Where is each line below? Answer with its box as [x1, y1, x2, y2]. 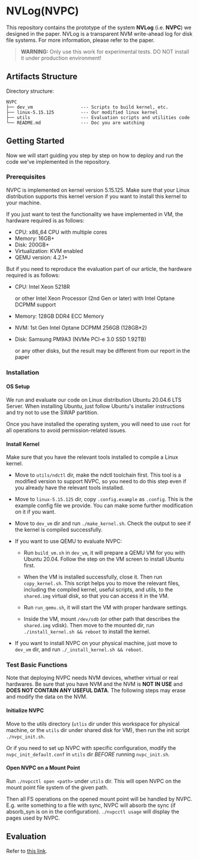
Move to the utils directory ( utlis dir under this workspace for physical [6, 720, 180, 727]
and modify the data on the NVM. [6, 693, 88, 700]
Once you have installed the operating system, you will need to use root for [6, 420, 191, 427]
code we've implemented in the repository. [6, 158, 111, 165]
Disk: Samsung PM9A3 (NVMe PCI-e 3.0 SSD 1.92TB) [14, 335, 147, 343]
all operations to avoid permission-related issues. [6, 427, 127, 434]
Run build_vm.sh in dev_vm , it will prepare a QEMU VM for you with [23, 549, 185, 556]
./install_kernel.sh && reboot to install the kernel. [23, 628, 151, 635]
